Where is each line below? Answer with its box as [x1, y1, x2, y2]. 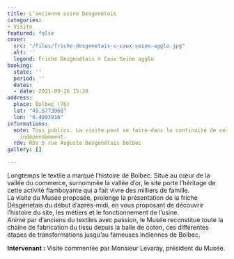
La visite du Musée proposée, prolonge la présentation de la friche [7, 194, 198, 202]
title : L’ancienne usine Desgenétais [7, 10, 117, 17]
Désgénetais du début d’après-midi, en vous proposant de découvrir [7, 201, 204, 209]
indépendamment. [19, 133, 68, 140]
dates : [13, 81, 33, 88]
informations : [7, 120, 49, 127]
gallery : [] [7, 146, 42, 153]
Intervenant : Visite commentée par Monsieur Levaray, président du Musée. [7, 244, 226, 252]
